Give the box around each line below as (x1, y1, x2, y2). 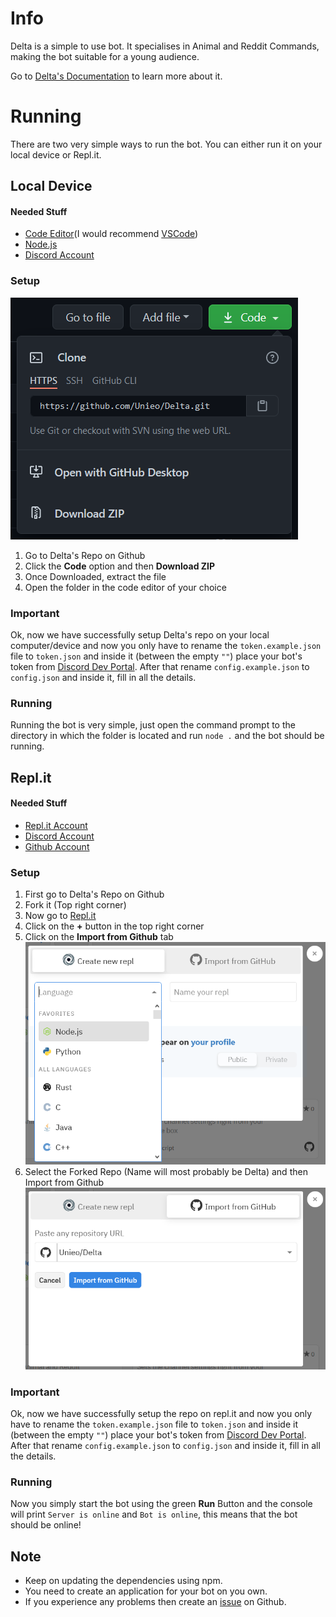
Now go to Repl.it (24, 910, 97, 922)
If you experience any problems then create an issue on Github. (24, 1596, 287, 1608)
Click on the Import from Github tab (24, 931, 174, 943)
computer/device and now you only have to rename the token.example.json (10, 640, 322, 652)
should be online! (10, 1519, 82, 1531)
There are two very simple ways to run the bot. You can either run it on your (10, 138, 323, 150)
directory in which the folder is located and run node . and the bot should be (10, 730, 325, 742)
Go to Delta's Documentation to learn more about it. (10, 70, 223, 82)
